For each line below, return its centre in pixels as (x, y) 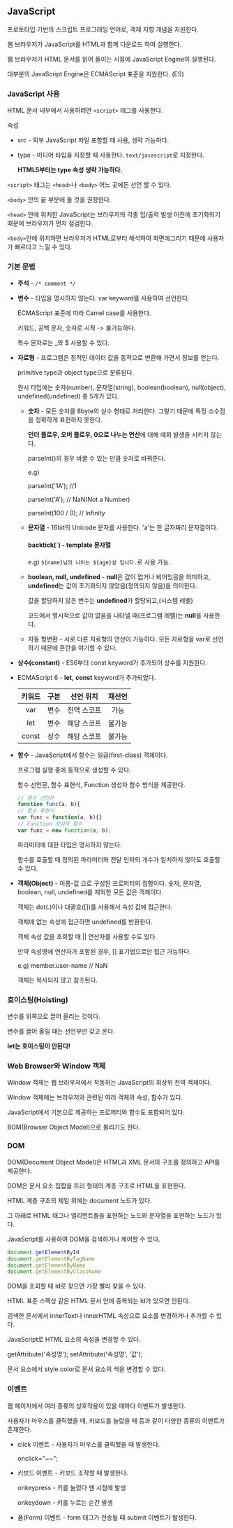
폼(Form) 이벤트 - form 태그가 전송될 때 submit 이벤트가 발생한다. (107, 1517)
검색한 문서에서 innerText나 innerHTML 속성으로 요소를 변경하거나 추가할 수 (111, 1316)
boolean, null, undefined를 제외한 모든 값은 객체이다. (90, 891)
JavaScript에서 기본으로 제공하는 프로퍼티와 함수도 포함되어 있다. (96, 1112)
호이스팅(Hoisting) (38, 999)
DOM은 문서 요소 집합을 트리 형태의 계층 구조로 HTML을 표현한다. (97, 1186)
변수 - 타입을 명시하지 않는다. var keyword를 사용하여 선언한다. (103, 298)
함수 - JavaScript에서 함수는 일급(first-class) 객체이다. (92, 755)
